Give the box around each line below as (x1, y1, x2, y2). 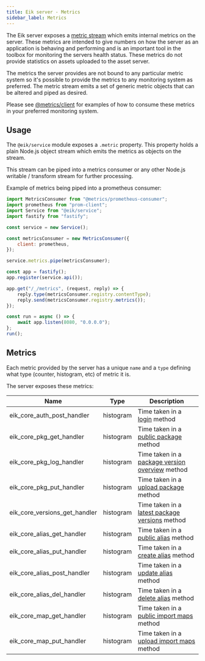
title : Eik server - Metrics (6, 9, 81, 15)
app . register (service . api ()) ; (6, 275, 84, 281)
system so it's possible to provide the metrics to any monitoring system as (6, 76, 193, 83)
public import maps (137, 611, 193, 620)
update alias (137, 569, 173, 577)
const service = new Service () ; (6, 224, 88, 230)
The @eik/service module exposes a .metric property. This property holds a (6, 141, 198, 149)
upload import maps (137, 637, 195, 645)
